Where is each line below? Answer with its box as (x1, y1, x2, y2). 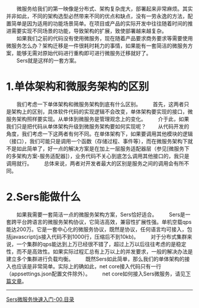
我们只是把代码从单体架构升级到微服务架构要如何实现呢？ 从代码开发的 (6, 123, 190, 130)
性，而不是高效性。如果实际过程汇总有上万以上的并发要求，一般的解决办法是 (6, 248, 193, 255)
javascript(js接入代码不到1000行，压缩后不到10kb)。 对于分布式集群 (11, 233, 188, 240)
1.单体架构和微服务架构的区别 (6, 80, 149, 94)
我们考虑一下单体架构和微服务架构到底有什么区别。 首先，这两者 (16, 100, 184, 108)
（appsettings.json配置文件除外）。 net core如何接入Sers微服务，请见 (6, 270, 186, 277)
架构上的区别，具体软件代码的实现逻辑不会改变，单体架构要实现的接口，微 (11, 108, 193, 115)
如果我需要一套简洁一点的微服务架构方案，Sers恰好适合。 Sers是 (16, 211, 185, 218)
